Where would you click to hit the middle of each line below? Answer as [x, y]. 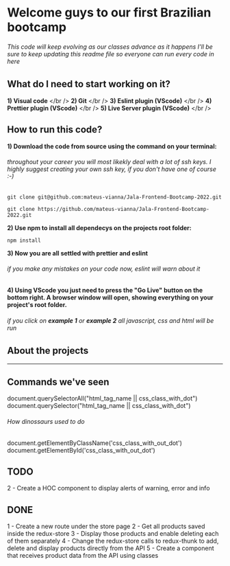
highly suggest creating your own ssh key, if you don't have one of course [112, 169]
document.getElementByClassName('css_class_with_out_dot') [95, 443]
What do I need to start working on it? [89, 84]
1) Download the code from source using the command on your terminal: [112, 146]
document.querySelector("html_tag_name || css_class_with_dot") [99, 406]
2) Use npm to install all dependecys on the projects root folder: [99, 227]
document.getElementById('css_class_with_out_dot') [81, 450]
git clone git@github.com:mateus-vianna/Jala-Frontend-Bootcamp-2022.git [115, 197]
